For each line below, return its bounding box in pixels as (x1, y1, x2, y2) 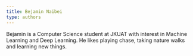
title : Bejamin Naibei (6, 8, 63, 15)
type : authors (6, 14, 42, 20)
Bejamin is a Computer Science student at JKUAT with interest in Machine (6, 30, 188, 37)
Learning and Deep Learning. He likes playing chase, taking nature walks (6, 37, 185, 44)
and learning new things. (6, 42, 67, 50)
